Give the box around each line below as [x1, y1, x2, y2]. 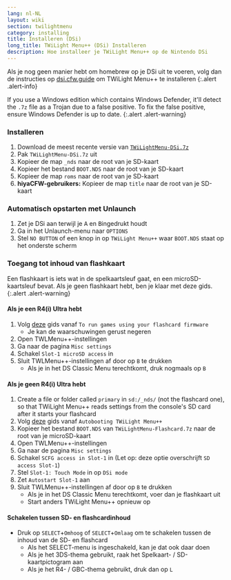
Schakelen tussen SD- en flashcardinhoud [7, 513, 131, 521]
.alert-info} [7, 82, 38, 90]
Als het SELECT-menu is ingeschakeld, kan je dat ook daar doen [27, 543, 210, 552]
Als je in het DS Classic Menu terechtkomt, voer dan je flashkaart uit [27, 490, 221, 499]
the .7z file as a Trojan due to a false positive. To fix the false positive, [7, 103, 205, 111]
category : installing [7, 29, 70, 37]
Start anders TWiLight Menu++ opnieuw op [27, 497, 151, 506]
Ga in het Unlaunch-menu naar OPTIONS [17, 227, 129, 235]
